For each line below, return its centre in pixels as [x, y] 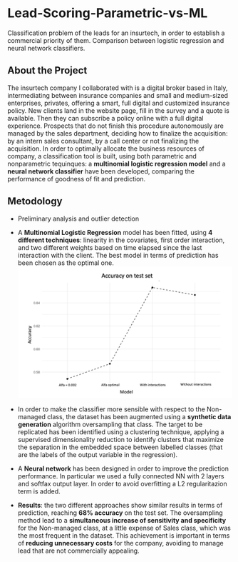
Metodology [35, 201]
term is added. [39, 491]
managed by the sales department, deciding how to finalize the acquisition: [118, 133]
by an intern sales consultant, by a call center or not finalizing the [103, 141]
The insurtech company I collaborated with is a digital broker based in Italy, [118, 88]
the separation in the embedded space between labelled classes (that [120, 447]
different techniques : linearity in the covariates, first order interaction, [121, 240]
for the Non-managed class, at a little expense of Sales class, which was [124, 528]
